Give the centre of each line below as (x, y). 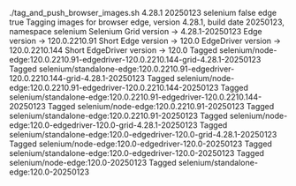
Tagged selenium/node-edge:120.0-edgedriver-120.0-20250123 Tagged (140, 144)
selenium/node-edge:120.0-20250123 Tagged (93, 163)
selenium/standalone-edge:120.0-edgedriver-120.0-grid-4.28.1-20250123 (143, 134)
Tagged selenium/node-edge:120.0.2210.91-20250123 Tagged (161, 106)
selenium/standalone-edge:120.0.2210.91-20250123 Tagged (118, 115)
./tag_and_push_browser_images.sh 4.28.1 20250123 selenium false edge (143, 13)
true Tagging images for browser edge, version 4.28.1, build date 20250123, (147, 22)
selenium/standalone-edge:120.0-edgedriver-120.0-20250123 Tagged (137, 153)
